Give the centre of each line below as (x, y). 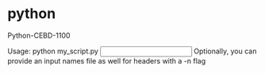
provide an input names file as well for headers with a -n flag (107, 60)
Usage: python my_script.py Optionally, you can (132, 51)
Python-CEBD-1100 (39, 35)
